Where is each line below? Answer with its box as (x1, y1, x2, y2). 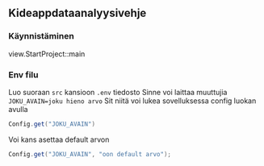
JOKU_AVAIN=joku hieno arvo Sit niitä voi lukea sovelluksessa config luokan (8, 96, 257, 106)
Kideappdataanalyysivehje (8, 6, 147, 20)
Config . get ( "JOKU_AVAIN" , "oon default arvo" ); (8, 150, 172, 158)
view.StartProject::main (8, 48, 86, 59)
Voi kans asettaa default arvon (8, 135, 110, 144)
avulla (8, 104, 28, 114)
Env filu (8, 68, 39, 80)
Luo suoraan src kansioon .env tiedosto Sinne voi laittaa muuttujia (8, 87, 228, 97)
